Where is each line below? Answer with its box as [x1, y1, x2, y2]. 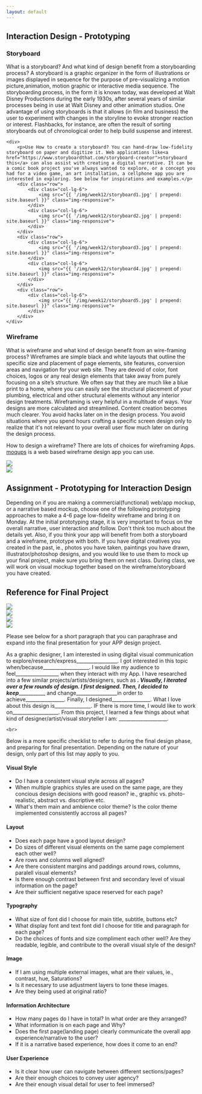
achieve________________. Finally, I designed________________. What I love [6, 696, 181, 703]
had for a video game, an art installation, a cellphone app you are [6, 170, 185, 177]
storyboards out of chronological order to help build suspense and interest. [6, 128, 193, 135]
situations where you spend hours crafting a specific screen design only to [6, 417, 192, 424]
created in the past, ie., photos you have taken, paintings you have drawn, [6, 544, 190, 551]
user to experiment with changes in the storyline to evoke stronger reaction [6, 114, 194, 121]
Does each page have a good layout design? [14, 837, 126, 844]
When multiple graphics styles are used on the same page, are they [14, 784, 183, 791]
